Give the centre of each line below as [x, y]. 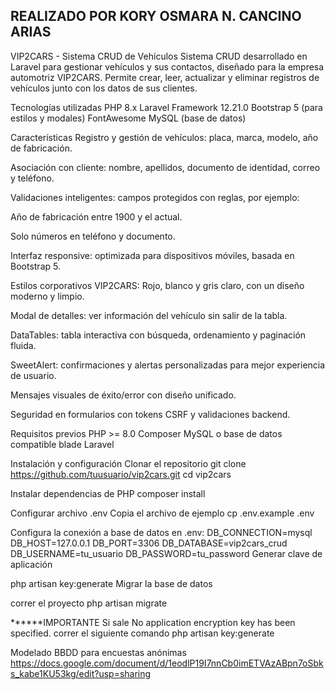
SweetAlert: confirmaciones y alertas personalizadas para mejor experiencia [168, 365]
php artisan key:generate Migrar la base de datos [111, 583]
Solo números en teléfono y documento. [93, 236]
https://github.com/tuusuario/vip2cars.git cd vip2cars [121, 474]
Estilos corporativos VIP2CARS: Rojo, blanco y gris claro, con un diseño [157, 285]
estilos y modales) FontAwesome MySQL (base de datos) [128, 118]
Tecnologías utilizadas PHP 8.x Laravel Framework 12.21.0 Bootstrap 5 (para [166, 107]
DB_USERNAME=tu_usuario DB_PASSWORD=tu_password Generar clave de [166, 553]
